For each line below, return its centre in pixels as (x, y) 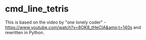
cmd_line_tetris (37, 9)
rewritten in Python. (25, 32)
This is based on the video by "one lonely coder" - (55, 22)
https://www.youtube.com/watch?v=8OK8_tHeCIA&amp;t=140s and (73, 27)
